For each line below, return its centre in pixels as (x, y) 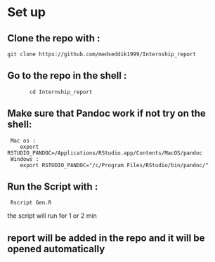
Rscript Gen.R (31, 203)
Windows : (25, 159)
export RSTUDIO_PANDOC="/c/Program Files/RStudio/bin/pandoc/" (115, 165)
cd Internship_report (61, 92)
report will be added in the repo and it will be (106, 238)
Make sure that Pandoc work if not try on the (106, 113)
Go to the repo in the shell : (67, 76)
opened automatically (56, 249)
